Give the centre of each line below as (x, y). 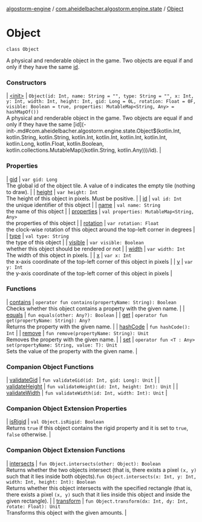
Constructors (26, 82)
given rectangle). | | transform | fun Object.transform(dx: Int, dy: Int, (97, 501)
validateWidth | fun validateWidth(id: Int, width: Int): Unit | (87, 393)
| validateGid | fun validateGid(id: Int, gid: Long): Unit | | (83, 380)
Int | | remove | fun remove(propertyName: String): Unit (78, 333)
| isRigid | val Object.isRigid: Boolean (55, 422)
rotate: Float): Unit (34, 507)
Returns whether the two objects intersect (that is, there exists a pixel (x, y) (102, 470)
